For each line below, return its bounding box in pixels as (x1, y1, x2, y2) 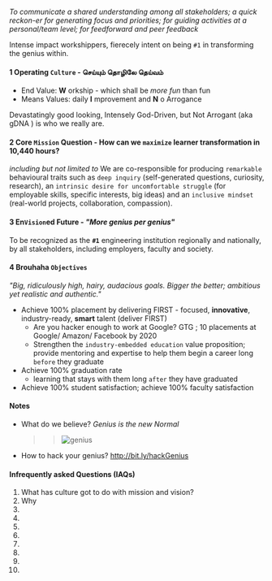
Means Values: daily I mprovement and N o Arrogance (20, 94, 202, 104)
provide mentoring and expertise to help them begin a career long (32, 348, 254, 358)
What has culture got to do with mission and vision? (20, 488, 194, 497)
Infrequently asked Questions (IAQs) (9, 469, 136, 479)
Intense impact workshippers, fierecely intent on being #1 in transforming (9, 40, 254, 50)
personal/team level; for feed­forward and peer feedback (9, 24, 199, 33)
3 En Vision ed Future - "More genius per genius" (9, 217, 175, 227)
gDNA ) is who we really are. (9, 119, 105, 128)
